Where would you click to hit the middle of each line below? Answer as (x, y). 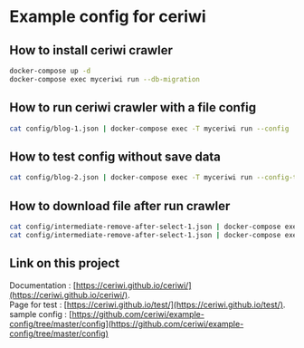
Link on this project (65, 263)
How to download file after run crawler (120, 206)
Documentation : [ (43, 285)
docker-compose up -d (50, 71)
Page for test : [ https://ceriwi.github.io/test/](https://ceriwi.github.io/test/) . (147, 304)
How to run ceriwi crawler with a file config (133, 107)
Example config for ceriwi (108, 17)
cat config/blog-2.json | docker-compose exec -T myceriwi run (131, 178)
